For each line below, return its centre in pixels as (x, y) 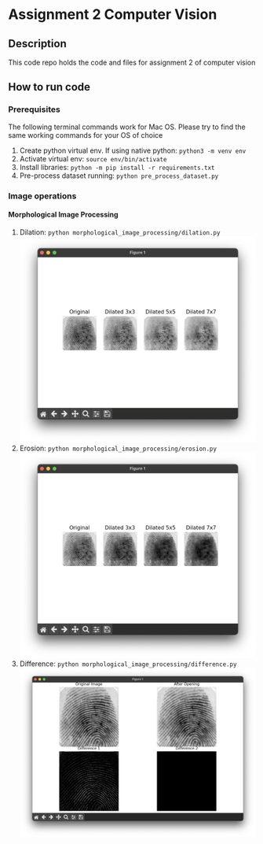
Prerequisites (34, 109)
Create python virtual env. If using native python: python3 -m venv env (133, 150)
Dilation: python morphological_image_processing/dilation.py (120, 232)
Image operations (42, 196)
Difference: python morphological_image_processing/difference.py (128, 664)
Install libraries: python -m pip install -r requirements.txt (117, 167)
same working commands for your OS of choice (86, 135)
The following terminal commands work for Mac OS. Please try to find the (127, 127)
